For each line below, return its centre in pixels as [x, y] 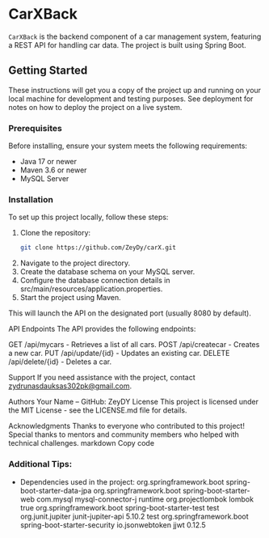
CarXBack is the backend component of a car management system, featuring [135, 36]
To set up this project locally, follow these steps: [88, 217]
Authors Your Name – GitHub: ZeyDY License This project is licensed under [134, 402]
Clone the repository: [55, 233]
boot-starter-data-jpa [56, 490]
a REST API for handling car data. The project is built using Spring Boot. [127, 44]
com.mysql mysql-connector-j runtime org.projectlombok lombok [145, 499]
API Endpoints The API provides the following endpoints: [102, 329]
